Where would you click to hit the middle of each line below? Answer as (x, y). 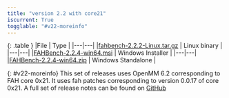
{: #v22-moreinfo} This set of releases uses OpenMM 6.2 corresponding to (114, 73)
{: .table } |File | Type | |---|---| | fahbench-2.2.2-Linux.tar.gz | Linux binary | (115, 46)
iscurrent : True (30, 20)
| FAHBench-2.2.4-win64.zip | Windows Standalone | (82, 60)
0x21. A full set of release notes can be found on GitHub (87, 88)
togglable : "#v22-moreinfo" (48, 26)
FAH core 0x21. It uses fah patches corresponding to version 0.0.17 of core (113, 81)
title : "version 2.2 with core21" (57, 13)
